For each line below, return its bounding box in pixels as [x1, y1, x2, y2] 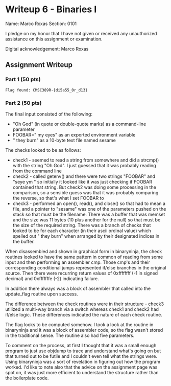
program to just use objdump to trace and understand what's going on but [5, 348, 161, 354]
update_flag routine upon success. [5, 290, 78, 297]
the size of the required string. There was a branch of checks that [12, 222, 151, 228]
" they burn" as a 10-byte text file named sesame [12, 137, 116, 143]
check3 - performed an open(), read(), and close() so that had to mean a [12, 200, 166, 207]
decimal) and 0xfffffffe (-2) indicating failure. [5, 275, 99, 282]
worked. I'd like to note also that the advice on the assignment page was [5, 364, 158, 370]
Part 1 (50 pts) [5, 76, 41, 83]
